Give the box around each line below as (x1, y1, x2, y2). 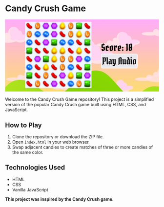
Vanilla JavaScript (12, 187, 49, 192)
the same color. (12, 149, 43, 155)
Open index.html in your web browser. (12, 139, 90, 145)
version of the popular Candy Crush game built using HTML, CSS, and (5, 102, 146, 108)
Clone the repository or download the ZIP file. (12, 133, 104, 139)
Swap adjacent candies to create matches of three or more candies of (12, 144, 153, 150)
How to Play (5, 121, 42, 129)
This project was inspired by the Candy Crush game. (5, 196, 114, 202)
